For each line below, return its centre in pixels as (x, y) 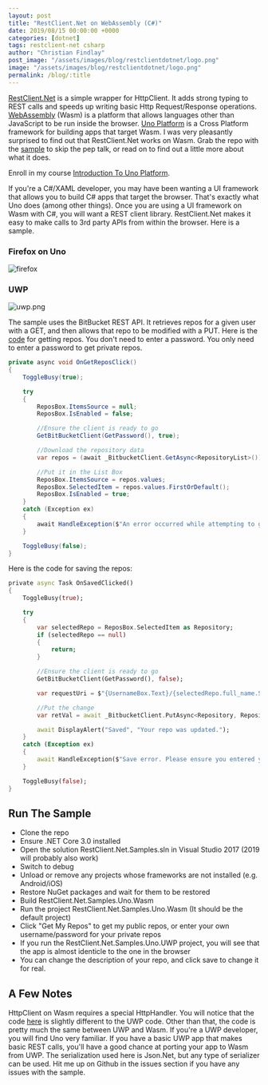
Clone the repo (44, 833)
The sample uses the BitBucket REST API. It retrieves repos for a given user (132, 322)
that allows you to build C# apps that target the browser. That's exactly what (134, 197)
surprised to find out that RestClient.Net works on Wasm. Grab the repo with (134, 140)
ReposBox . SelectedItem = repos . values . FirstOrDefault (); (133, 487)
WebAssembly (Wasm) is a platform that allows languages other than (121, 115)
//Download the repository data (91, 451)
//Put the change (65, 708)
